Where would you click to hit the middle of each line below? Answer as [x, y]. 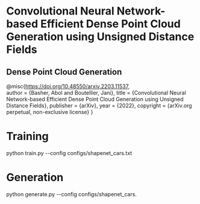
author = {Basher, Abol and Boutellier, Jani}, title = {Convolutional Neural [96, 93]
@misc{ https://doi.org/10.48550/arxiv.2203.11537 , [68, 86]
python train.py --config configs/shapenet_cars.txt [69, 153]
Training [28, 136]
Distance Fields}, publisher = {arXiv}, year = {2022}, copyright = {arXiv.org [99, 106]
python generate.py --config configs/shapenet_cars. [72, 194]
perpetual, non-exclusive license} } [50, 112]
